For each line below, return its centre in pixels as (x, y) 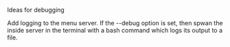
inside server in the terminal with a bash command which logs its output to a (115, 30)
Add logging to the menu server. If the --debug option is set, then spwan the (115, 23)
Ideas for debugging (36, 10)
